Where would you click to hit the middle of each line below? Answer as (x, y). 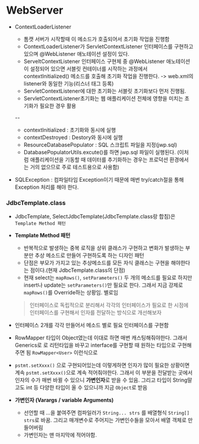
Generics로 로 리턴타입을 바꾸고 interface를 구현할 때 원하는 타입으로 (95, 345)
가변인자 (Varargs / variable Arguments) (64, 400)
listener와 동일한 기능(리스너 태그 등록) (69, 83)
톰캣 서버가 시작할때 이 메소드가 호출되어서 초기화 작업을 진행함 (97, 39)
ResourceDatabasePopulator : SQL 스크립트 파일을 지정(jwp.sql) (100, 145)
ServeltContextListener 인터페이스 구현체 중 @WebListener (94, 61)
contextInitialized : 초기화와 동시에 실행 (70, 130)
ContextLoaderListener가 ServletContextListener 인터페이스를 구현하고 (108, 46)
